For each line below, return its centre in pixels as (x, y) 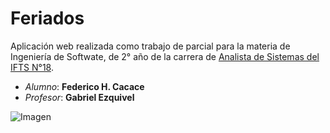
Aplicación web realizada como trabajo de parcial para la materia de (150, 46)
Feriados (47, 18)
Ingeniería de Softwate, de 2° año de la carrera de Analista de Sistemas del (165, 56)
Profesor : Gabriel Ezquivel (79, 97)
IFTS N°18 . (32, 67)
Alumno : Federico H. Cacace (84, 86)
